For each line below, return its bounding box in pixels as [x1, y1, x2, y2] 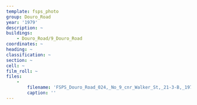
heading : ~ [6, 47, 33, 52]
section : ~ [6, 57, 33, 63]
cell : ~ [6, 62, 25, 69]
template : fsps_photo [6, 8, 59, 15]
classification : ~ [6, 52, 51, 58]
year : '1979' [6, 19, 38, 25]
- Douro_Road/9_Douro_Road [16, 36, 83, 41]
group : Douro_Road [6, 14, 51, 20]
